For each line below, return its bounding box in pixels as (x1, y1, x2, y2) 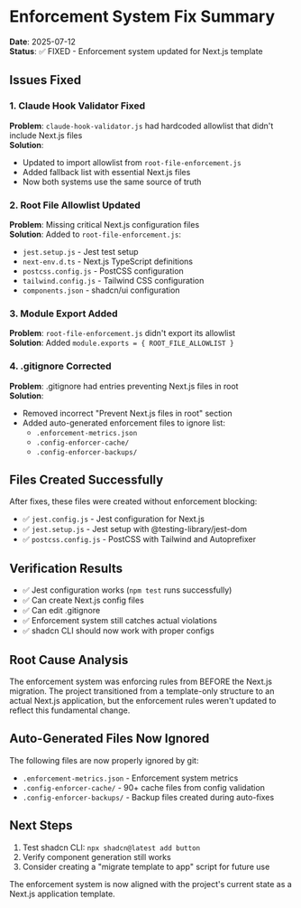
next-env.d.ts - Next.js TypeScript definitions (22, 256, 194, 267)
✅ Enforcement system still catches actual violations (22, 615, 218, 626)
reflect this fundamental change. (9, 705, 131, 716)
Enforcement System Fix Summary (9, 6, 276, 27)
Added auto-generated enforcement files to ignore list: (22, 417, 225, 428)
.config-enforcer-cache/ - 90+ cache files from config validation (22, 782, 266, 792)
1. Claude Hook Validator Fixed (9, 99, 146, 112)
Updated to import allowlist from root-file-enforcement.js (22, 156, 242, 168)
